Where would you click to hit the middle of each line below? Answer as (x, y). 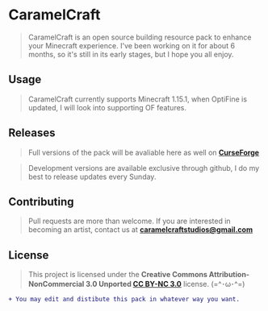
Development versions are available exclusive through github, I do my (144, 168)
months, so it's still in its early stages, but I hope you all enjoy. (131, 54)
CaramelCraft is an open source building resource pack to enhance (140, 37)
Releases (32, 133)
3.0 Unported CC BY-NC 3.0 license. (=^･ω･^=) (165, 284)
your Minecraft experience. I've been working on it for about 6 (132, 45)
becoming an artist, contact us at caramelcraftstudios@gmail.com (140, 230)
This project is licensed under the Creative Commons (118, 275)
